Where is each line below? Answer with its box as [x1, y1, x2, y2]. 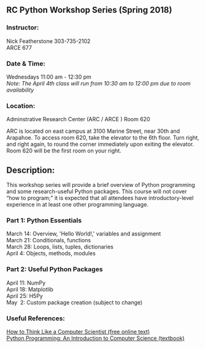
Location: [6, 101, 36, 110]
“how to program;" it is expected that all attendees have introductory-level [6, 194, 194, 202]
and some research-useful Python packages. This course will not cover [6, 188, 187, 196]
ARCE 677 [6, 44, 33, 51]
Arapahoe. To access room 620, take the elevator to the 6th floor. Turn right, [6, 134, 199, 141]
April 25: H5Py [6, 292, 43, 299]
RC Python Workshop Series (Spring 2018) [6, 5, 172, 15]
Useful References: [6, 314, 66, 322]
